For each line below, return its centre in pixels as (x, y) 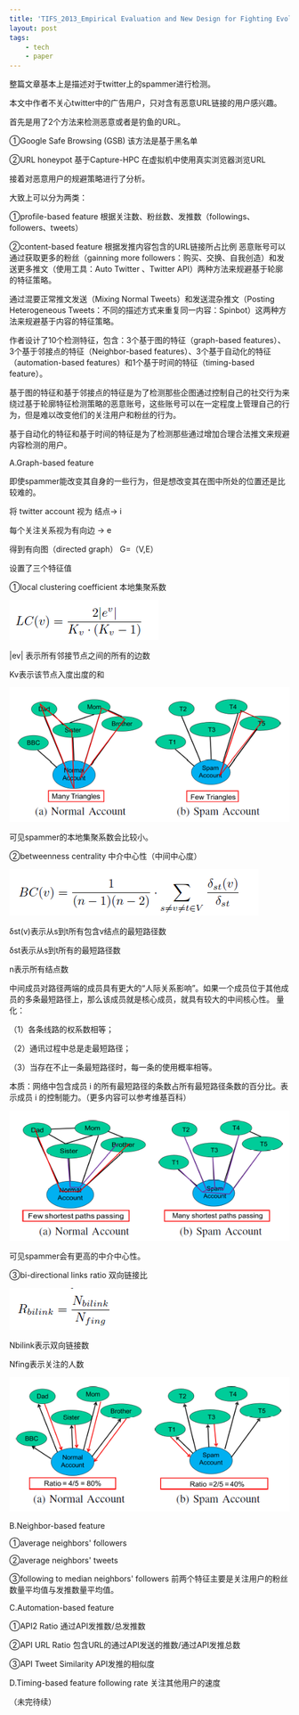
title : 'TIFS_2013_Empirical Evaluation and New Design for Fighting (141, 19)
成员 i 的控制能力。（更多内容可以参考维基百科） (104, 1097)
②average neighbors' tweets (64, 1561)
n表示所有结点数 (39, 969)
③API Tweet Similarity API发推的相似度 (82, 1664)
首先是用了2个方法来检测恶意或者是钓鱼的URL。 (97, 122)
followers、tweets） (46, 228)
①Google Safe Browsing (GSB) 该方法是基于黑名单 (104, 141)
